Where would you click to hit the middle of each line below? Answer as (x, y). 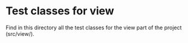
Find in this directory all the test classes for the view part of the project (94, 27)
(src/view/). (20, 33)
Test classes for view (60, 11)
